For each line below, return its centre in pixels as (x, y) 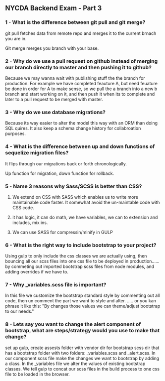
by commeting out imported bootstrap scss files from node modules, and (80, 266)
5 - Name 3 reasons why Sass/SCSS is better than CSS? (74, 186)
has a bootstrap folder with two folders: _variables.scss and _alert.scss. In (81, 353)
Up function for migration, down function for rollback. (60, 173)
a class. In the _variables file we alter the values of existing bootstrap (75, 364)
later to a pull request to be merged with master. (54, 99)
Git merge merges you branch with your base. (52, 48)
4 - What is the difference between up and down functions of (80, 146)
